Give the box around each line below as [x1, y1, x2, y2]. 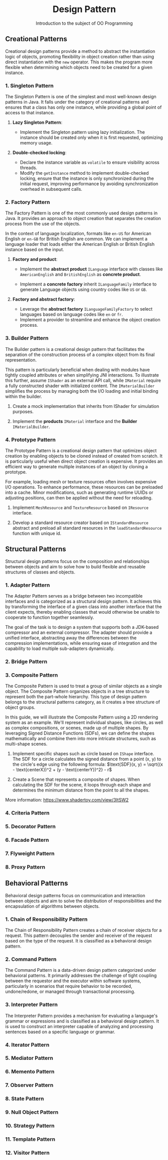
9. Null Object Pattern [5, 1109, 59, 1116]
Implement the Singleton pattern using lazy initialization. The [20, 129, 145, 135]
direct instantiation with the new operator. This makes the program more [5, 59, 153, 65]
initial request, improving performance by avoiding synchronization [20, 181, 158, 187]
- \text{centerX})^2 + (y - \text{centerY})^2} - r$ [12, 767, 112, 773]
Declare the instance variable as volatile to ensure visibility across [20, 160, 159, 166]
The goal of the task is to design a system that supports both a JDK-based [5, 624, 159, 630]
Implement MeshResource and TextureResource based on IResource [12, 504, 149, 511]
